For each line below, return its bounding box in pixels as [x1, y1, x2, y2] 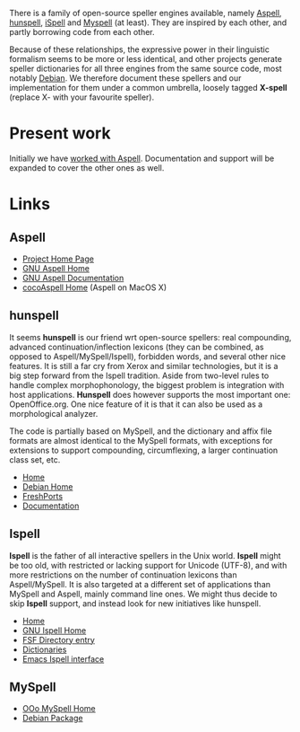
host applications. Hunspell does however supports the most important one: [9, 389, 291, 400]
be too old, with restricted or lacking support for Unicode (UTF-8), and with [9, 560, 287, 570]
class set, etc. [9, 454, 61, 465]
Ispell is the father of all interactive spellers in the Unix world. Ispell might [9, 550, 281, 560]
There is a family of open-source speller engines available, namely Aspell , [9, 8, 282, 18]
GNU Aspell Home [21, 262, 90, 273]
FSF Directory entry [21, 634, 96, 645]
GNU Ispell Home [21, 624, 87, 636]
